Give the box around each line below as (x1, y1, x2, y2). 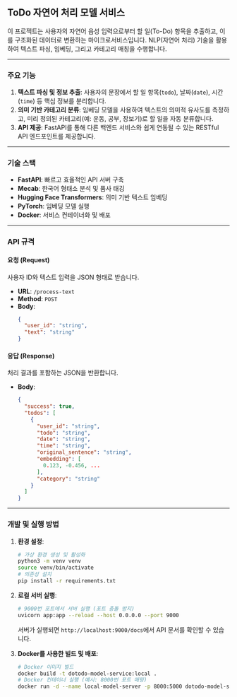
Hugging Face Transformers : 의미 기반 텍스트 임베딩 (17, 193, 168, 201)
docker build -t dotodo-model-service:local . (17, 670, 157, 677)
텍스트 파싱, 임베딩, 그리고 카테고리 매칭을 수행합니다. (20, 45, 167, 53)
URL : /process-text (17, 287, 75, 295)
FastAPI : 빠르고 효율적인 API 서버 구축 (17, 175, 125, 184)
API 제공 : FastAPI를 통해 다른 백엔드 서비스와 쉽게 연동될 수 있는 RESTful (17, 123, 219, 132)
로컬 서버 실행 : (17, 591, 57, 599)
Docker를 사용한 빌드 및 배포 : (17, 649, 99, 657)
